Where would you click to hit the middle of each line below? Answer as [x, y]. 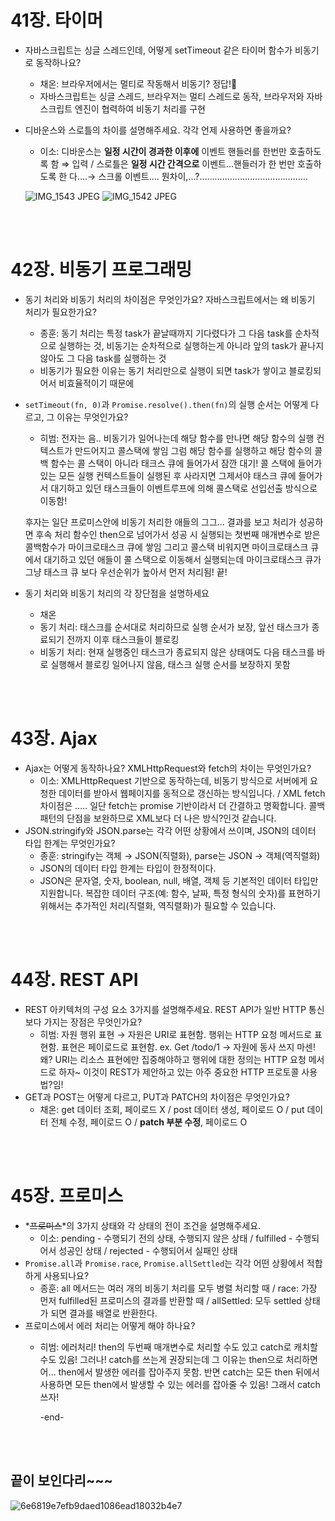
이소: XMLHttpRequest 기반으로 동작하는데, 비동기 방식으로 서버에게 [173, 780]
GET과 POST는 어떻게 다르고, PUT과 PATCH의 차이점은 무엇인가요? [157, 1097]
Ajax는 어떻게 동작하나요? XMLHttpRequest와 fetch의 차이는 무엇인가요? [168, 768]
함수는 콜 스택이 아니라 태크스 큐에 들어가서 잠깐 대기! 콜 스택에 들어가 [186, 463]
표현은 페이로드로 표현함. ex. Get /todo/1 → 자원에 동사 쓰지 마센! [189, 1047]
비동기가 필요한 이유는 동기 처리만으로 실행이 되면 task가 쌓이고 [163, 370]
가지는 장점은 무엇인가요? [93, 1022]
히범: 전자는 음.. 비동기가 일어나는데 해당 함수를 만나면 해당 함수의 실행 [177, 438]
